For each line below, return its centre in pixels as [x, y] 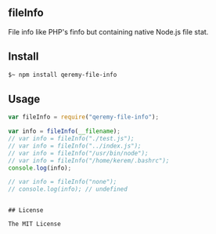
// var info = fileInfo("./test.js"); [71, 139]
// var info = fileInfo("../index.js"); [75, 146]
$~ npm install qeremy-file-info [63, 75]
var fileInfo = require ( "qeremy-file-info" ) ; [83, 117]
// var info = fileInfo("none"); [63, 182]
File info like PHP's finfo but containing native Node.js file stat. [108, 31]
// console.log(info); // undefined [68, 189]
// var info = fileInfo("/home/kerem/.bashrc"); [89, 160]
